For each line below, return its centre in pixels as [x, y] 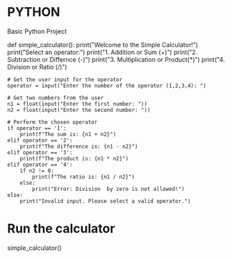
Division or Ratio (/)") [37, 67]
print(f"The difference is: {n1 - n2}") [79, 147]
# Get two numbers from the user [56, 98]
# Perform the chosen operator [52, 122]
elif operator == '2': [40, 140]
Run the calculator [61, 229]
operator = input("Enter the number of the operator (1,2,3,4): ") [107, 85]
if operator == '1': [37, 128]
